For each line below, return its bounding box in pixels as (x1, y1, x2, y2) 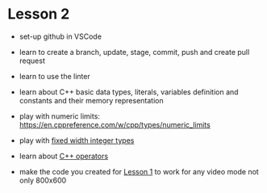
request (19, 56, 45, 65)
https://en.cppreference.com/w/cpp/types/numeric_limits (19, 120, 211, 129)
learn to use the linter (19, 71, 90, 81)
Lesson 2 (7, 5, 70, 23)
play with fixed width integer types (19, 135, 135, 145)
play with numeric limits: (19, 111, 100, 121)
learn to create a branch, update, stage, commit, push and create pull (19, 47, 250, 57)
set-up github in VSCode (19, 31, 102, 41)
